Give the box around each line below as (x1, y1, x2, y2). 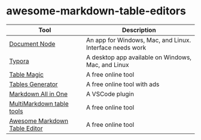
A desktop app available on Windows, (86, 53, 192, 61)
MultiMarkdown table (9, 99, 69, 108)
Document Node (9, 39, 56, 48)
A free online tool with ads (86, 80, 160, 88)
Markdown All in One (9, 90, 68, 98)
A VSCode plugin (86, 90, 135, 98)
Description (121, 26, 157, 34)
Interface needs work (86, 43, 147, 51)
